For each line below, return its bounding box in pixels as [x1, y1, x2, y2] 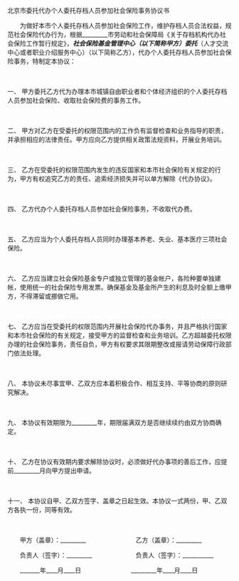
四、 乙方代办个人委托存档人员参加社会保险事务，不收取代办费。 [7, 205, 196, 213]
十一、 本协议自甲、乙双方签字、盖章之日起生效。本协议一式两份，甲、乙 [7, 497, 221, 505]
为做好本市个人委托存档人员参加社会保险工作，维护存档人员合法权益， [19, 21, 225, 30]
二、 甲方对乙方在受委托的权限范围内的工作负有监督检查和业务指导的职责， [7, 127, 228, 135]
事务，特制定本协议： [13, 57, 76, 66]
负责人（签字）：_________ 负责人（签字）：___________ [19, 551, 214, 559]
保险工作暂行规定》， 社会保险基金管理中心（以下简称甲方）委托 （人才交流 [13, 39, 229, 48]
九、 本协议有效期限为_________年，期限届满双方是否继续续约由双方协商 [7, 419, 216, 426]
